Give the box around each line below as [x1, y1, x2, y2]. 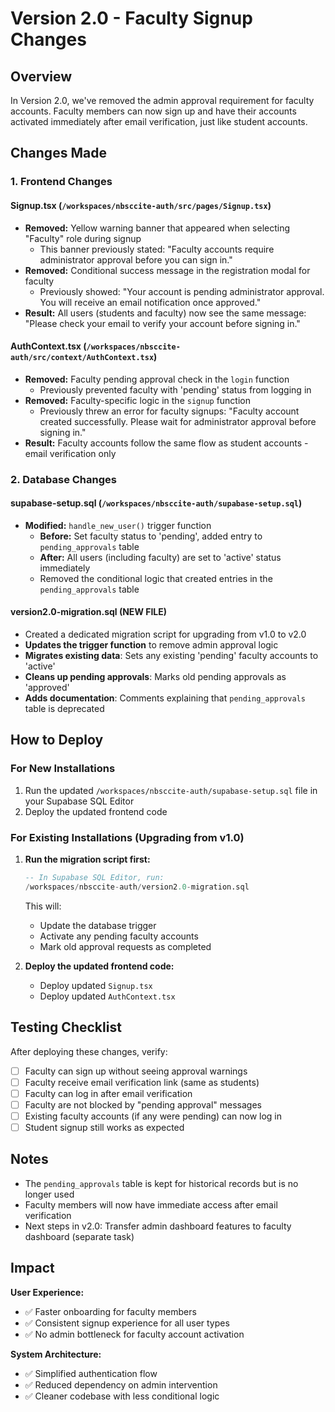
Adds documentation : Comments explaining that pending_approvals [24, 692, 306, 704]
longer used [24, 1188, 75, 1200]
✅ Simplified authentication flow [24, 1367, 158, 1379]
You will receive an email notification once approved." [39, 296, 262, 308]
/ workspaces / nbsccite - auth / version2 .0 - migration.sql [24, 882, 250, 892]
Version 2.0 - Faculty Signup [10, 7, 253, 30]
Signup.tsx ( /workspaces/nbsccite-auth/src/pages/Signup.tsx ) [10, 199, 272, 211]
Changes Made [10, 145, 107, 162]
